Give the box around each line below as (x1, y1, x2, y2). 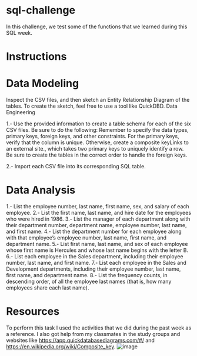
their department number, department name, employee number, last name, (6, 222, 187, 228)
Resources (6, 305, 60, 318)
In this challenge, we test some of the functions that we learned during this (6, 23, 188, 30)
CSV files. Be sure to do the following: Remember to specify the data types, (6, 127, 189, 134)
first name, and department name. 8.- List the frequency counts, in (6, 272, 168, 278)
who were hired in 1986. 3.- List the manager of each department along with (6, 215, 191, 222)
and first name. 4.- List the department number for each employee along (6, 228, 182, 235)
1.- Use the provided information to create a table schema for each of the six (6, 120, 191, 127)
